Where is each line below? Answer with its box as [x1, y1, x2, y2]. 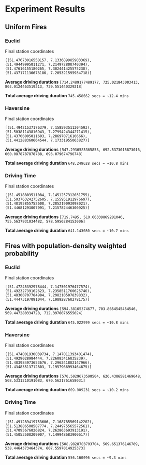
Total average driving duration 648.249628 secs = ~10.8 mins [5, 160, 129, 166]
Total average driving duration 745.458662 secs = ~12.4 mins [5, 92, 129, 98]
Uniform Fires [5, 23, 47, 31]
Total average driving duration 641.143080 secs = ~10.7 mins [5, 227, 129, 234]
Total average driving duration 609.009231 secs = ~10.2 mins [5, 387, 129, 393]
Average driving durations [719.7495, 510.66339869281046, [5, 214, 125, 220]
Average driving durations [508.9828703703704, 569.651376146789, [5, 441, 140, 447]
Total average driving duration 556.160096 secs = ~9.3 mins [5, 454, 127, 460]
